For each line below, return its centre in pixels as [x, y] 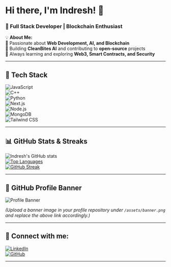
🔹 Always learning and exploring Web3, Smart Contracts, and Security [80, 54]
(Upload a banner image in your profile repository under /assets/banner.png [85, 210]
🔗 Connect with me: [37, 236]
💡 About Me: [19, 37]
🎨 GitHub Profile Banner [44, 188]
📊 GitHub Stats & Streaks [46, 141]
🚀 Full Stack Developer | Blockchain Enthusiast [64, 27]
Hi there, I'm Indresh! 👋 [55, 10]
